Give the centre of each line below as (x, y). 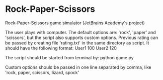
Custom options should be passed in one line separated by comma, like (78, 67)
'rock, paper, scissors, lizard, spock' (42, 72)
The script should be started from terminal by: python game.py (70, 57)
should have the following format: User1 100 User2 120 (61, 48)
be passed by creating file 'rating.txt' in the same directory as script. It (77, 42)
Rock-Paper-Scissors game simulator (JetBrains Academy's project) (75, 23)
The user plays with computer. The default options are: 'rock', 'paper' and (81, 32)
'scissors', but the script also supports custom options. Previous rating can (81, 38)
